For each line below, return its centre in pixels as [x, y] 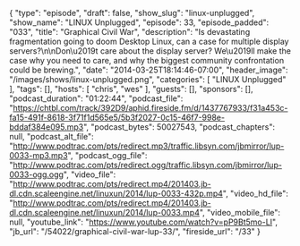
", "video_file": [90, 174]
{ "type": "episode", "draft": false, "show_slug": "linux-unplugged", [132, 13]
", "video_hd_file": [256, 193]
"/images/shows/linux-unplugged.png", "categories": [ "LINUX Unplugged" [148, 79]
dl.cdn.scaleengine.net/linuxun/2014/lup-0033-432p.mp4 [116, 193]
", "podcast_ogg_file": [107, 155]
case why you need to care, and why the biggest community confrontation [147, 60]
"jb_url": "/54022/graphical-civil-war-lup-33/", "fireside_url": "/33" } [135, 231]
